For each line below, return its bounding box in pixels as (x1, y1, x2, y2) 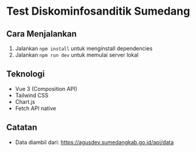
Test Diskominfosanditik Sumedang (6, 4, 191, 18)
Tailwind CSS (15, 92, 49, 99)
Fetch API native (15, 104, 57, 112)
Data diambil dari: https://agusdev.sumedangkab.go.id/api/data (15, 139, 174, 146)
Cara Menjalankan (6, 29, 77, 39)
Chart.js (15, 98, 35, 105)
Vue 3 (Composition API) (15, 85, 78, 92)
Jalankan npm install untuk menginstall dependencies (15, 45, 153, 52)
